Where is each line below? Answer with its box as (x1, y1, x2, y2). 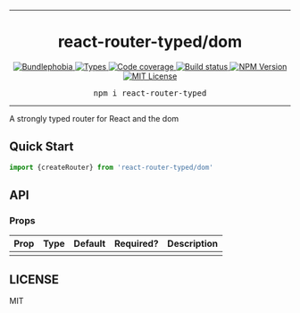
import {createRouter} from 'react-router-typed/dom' (9, 163, 214, 172)
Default (73, 238, 106, 250)
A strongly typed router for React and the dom (9, 113, 179, 123)
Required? (114, 238, 159, 250)
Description (167, 238, 219, 250)
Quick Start (9, 140, 74, 155)
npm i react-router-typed (93, 88, 207, 98)
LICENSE (9, 272, 60, 287)
